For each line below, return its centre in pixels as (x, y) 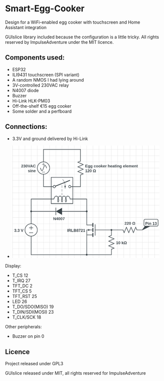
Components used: (35, 58)
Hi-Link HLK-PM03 (31, 101)
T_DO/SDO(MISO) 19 (33, 307)
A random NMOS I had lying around (48, 80)
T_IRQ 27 (21, 281)
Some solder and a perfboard (42, 111)
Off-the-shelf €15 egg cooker (42, 106)
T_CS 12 (20, 275)
